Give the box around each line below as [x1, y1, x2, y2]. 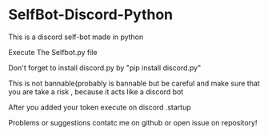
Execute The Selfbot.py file [8, 47, 98, 57]
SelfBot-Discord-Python [8, 6, 174, 24]
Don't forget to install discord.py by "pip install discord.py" [8, 62, 202, 73]
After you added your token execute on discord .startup [8, 102, 192, 112]
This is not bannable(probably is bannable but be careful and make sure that [8, 78, 260, 88]
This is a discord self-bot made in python [8, 32, 144, 42]
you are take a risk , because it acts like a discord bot [8, 86, 184, 97]
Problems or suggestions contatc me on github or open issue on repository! [8, 117, 258, 127]
